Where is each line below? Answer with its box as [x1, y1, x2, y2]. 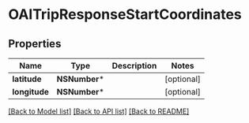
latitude [12, 73, 42, 84]
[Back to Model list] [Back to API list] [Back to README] [8, 106, 190, 116]
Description [111, 61, 157, 71]
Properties [8, 37, 62, 50]
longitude [12, 87, 49, 97]
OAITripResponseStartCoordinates [8, 6, 243, 24]
